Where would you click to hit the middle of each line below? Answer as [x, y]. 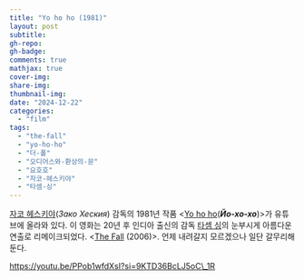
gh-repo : [26, 43]
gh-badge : [28, 52]
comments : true [38, 60]
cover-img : [30, 77]
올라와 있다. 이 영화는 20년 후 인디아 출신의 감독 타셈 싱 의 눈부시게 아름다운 [159, 225]
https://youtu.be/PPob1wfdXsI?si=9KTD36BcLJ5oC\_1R [113, 266]
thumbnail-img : [38, 94]
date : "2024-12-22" [46, 102]
